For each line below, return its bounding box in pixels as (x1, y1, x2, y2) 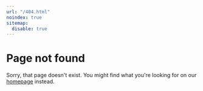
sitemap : (6, 20, 29, 26)
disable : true (12, 25, 47, 32)
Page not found (6, 52, 85, 65)
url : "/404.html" (6, 8, 50, 15)
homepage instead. (6, 78, 55, 85)
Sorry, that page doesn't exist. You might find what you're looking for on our (6, 72, 197, 79)
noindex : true (6, 14, 43, 20)
